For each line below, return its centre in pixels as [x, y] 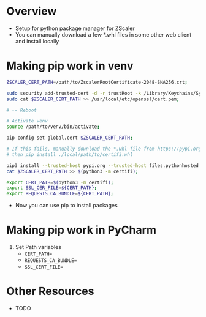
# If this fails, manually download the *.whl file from [81, 149]
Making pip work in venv [70, 66]
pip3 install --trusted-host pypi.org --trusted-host [77, 166]
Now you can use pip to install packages [66, 206]
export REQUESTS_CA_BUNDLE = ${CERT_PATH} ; [60, 194]
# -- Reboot [21, 110]
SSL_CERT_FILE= [44, 267]
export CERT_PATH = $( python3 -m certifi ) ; [60, 182]
